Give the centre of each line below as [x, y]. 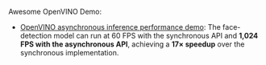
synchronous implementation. [69, 53]
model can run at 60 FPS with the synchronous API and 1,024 [156, 36]
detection [36, 36]
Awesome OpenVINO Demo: [55, 12]
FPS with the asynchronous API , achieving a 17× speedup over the [132, 44]
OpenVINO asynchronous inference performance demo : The [121, 27]
